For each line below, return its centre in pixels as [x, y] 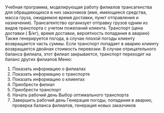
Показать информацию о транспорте [51, 74]
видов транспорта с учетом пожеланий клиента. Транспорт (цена [74, 28]
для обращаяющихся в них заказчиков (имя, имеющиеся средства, [76, 12]
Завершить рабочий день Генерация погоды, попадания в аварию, [82, 100]
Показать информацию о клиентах [48, 79]
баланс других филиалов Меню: [39, 59]
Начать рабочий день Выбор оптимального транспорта [70, 95]
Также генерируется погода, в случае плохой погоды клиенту [70, 38]
